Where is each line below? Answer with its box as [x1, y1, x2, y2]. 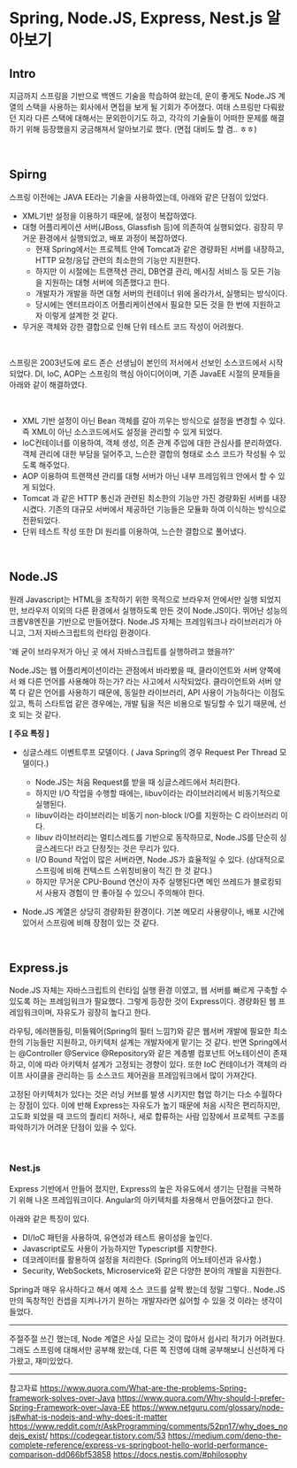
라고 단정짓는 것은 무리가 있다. [74, 843, 179, 854]
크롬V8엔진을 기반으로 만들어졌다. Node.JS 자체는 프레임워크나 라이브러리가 [9, 616, 273, 627]
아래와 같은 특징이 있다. [9, 1213, 90, 1224]
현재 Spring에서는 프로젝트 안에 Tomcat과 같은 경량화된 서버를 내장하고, [34, 243, 285, 254]
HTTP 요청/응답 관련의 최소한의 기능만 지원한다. [34, 254, 201, 266]
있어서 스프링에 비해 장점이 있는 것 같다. [21, 917, 159, 928]
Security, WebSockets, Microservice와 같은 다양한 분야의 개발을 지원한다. [21, 1265, 282, 1276]
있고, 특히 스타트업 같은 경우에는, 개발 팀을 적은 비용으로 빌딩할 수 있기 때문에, [9, 698, 278, 708]
